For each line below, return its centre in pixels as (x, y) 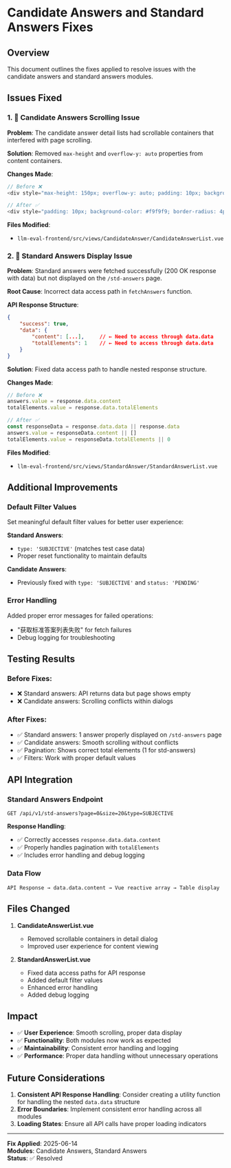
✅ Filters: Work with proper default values (76, 757)
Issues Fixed (35, 98)
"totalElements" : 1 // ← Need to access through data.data (123, 343)
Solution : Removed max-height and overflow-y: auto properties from (105, 153)
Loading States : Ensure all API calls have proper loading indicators (112, 1124)
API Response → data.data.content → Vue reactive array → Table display (113, 888)
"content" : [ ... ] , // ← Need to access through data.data (123, 337)
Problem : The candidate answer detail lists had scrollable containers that (111, 133)
